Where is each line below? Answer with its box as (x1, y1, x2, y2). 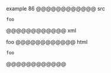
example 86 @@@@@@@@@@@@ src (6, 5, 105, 12)
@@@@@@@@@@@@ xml (6, 27, 77, 34)
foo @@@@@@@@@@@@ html (6, 39, 88, 45)
